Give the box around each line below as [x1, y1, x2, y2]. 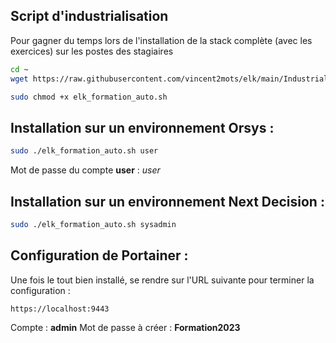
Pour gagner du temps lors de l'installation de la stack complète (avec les [10, 34, 313, 46]
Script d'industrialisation [10, 8, 169, 25]
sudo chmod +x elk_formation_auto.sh [10, 92, 168, 102]
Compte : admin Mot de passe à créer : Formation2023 [10, 321, 241, 333]
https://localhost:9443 [10, 304, 110, 314]
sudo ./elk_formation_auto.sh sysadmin [10, 219, 177, 229]
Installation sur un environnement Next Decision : [10, 193, 325, 210]
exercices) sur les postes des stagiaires [10, 45, 174, 57]
